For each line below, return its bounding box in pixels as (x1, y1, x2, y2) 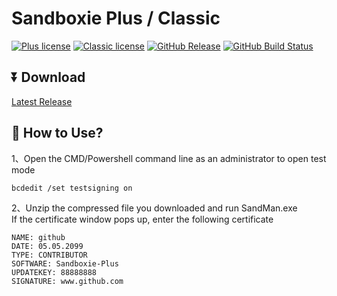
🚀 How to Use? (11, 125, 104, 142)
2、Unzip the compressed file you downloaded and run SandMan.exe (11, 202, 298, 214)
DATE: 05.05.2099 (11, 241, 84, 251)
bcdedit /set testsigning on (11, 183, 133, 193)
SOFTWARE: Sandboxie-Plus (11, 258, 119, 269)
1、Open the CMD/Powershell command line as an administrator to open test (11, 152, 327, 164)
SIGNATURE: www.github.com (11, 276, 124, 286)
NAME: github (11, 232, 66, 242)
